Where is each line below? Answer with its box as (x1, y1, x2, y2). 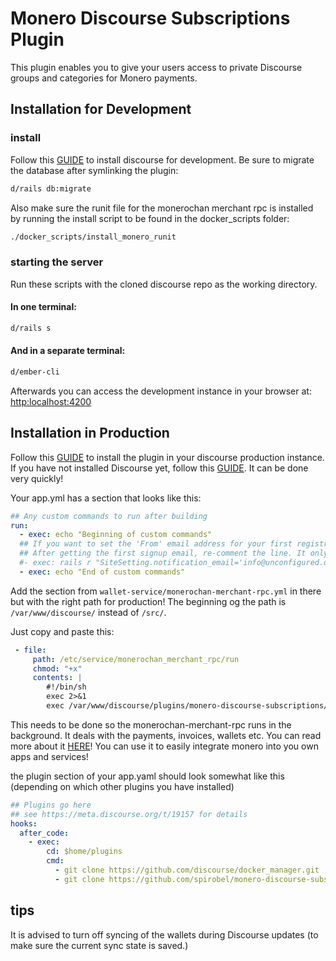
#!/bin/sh (46, 682, 87, 692)
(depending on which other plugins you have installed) (10, 780, 235, 792)
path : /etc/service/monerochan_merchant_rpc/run (32, 654, 240, 664)
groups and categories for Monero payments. (10, 72, 198, 84)
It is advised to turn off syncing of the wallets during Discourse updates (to (10, 928, 319, 941)
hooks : (10, 818, 38, 829)
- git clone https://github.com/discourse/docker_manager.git (54, 865, 320, 876)
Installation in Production (10, 425, 170, 442)
